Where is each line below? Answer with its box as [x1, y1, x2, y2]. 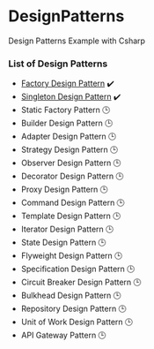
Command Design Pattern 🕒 [20, 197, 125, 209]
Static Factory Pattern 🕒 [20, 104, 111, 116]
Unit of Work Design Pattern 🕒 [20, 316, 134, 328]
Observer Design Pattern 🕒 [20, 157, 121, 169]
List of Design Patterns [8, 57, 108, 70]
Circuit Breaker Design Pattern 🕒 [20, 277, 142, 288]
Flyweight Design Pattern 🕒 [20, 250, 123, 262]
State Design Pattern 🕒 [20, 237, 106, 248]
